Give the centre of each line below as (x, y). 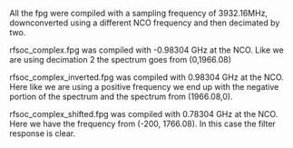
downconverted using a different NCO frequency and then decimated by (145, 23)
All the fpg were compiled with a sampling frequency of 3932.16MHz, (139, 13)
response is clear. (43, 133)
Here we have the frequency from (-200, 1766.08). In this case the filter (143, 123)
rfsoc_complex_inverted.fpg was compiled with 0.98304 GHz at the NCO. (146, 77)
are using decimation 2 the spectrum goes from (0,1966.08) (120, 59)
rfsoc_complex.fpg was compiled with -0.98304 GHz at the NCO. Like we (146, 50)
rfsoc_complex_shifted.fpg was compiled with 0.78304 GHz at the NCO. (144, 114)
